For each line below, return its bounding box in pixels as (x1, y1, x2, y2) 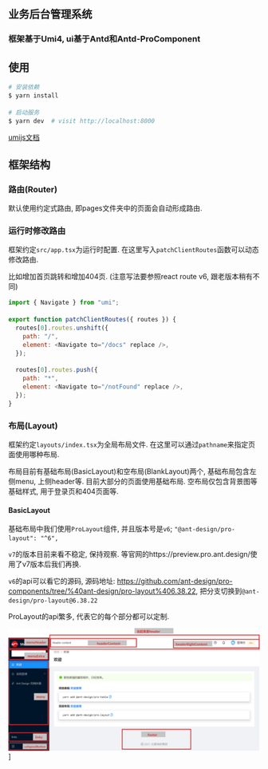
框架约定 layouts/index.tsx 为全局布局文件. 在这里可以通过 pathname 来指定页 (8, 440, 255, 449)
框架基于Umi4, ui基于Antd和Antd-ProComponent (8, 34, 201, 45)
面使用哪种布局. (8, 450, 60, 459)
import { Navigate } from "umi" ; (8, 298, 120, 307)
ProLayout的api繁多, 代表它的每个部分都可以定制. (8, 612, 170, 621)
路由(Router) (8, 183, 58, 195)
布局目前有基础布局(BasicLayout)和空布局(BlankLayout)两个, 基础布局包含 (8, 467, 250, 476)
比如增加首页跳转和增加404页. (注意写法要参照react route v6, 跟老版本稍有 (8, 272, 254, 282)
